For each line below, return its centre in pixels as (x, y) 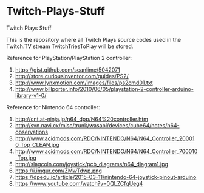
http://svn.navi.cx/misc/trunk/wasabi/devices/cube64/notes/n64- (97, 125)
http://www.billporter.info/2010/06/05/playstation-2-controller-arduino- (104, 89)
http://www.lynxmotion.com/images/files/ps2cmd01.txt (84, 83)
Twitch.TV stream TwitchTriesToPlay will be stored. (70, 46)
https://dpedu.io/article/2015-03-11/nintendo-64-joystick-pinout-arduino (106, 177)
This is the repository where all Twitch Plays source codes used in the (93, 39)
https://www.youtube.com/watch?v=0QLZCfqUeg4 (79, 183)
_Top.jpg (25, 157)
